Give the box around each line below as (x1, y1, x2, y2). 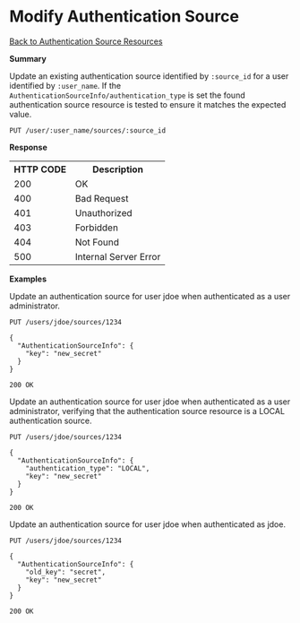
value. (9, 108, 32, 119)
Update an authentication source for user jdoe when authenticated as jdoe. (9, 518, 287, 530)
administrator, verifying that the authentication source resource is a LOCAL (9, 405, 285, 416)
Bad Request (74, 192, 129, 204)
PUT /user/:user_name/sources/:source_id (9, 125, 167, 135)
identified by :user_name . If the (9, 80, 122, 91)
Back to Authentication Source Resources (9, 36, 163, 47)
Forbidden (74, 221, 119, 234)
